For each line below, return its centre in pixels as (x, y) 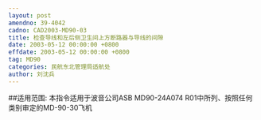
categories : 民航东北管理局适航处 (59, 67)
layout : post (30, 15)
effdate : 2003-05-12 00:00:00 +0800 (69, 52)
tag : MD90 (25, 60)
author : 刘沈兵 (31, 74)
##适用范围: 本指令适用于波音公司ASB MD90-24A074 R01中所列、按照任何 (130, 97)
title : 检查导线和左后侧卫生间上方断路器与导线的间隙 (86, 37)
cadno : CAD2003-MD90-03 (48, 30)
